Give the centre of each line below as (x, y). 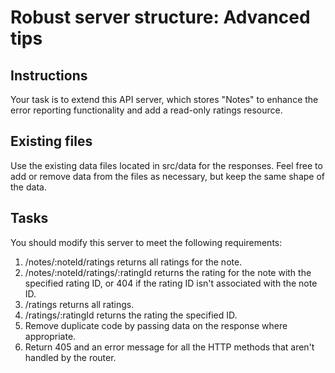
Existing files (51, 141)
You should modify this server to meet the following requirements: (146, 242)
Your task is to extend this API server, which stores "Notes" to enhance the (164, 99)
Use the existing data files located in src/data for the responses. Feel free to (166, 165)
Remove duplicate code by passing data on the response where (156, 325)
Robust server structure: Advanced (160, 17)
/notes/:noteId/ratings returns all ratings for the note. (133, 262)
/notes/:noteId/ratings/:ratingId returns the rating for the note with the (168, 272)
